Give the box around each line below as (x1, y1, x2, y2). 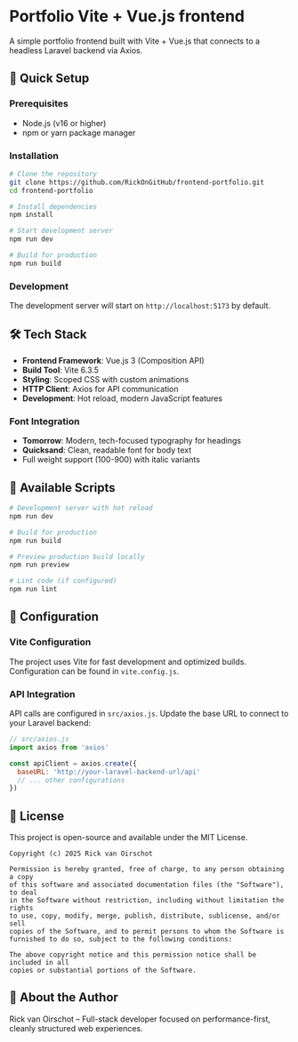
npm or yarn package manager (21, 127, 136, 138)
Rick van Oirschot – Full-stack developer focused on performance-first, (9, 1014, 271, 1024)
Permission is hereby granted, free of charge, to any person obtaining (9, 865, 285, 874)
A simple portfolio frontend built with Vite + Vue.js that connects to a (9, 36, 261, 46)
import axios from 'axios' (9, 742, 109, 752)
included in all (9, 958, 69, 967)
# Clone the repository (9, 169, 98, 179)
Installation (9, 149, 60, 162)
